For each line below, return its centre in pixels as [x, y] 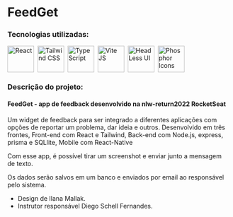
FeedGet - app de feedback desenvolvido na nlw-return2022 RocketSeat [117, 104]
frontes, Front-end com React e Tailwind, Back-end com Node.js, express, [115, 134]
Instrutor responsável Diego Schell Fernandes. [85, 206]
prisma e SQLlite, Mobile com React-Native [70, 142]
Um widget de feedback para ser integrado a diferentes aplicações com [112, 119]
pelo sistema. [27, 184]
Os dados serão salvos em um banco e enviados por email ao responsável [116, 177]
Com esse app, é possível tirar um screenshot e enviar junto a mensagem [114, 156]
